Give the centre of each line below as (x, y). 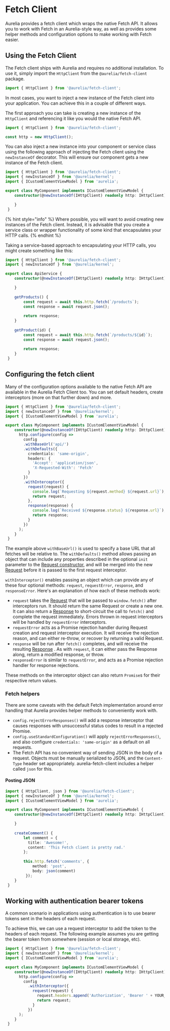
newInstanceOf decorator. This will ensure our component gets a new (77, 157)
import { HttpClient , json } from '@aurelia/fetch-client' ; (70, 791)
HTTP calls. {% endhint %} (33, 235)
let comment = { (40, 838)
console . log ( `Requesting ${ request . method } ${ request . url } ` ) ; (99, 492)
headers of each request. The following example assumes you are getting (82, 934)
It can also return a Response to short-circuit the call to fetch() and (83, 612)
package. (15, 79)
